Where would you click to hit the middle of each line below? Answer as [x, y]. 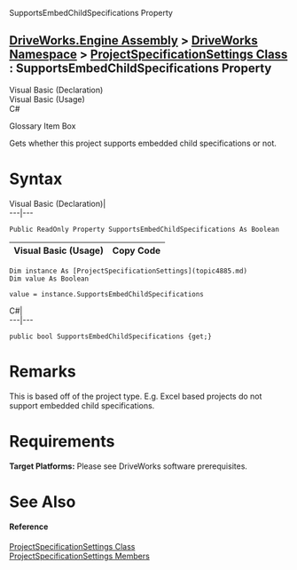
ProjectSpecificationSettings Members [80, 556]
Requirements [62, 441]
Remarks [43, 371]
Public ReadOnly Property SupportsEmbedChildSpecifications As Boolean [144, 229]
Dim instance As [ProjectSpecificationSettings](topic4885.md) [129, 271]
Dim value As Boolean [49, 279]
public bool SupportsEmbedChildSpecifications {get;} [111, 336]
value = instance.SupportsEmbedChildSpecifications [106, 294]
